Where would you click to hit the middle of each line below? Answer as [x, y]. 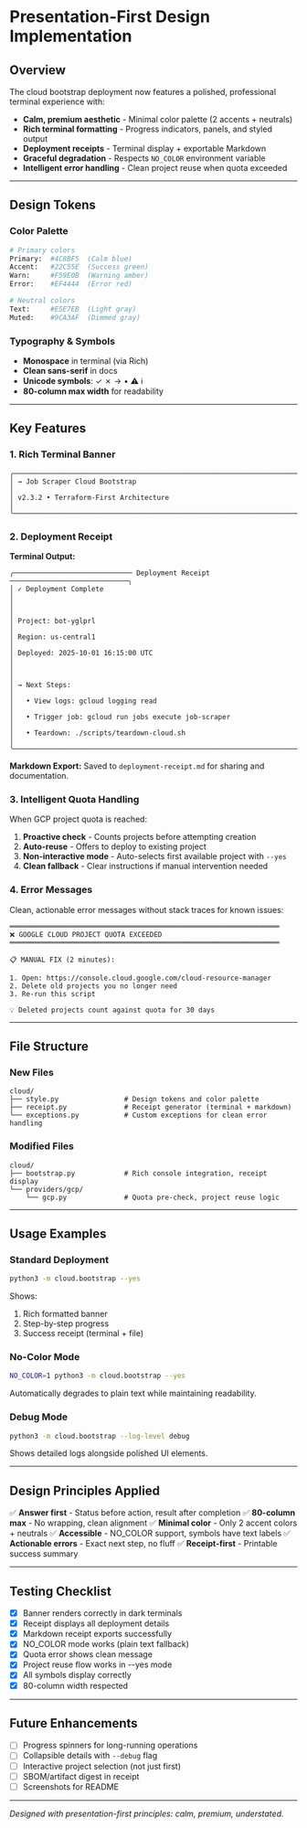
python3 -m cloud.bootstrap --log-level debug [100, 1436]
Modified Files [42, 1146]
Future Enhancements [74, 1723]
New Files [32, 1072]
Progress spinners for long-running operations [110, 1745]
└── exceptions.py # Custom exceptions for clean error [138, 1116]
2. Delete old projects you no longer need [94, 986]
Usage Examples [58, 1233]
